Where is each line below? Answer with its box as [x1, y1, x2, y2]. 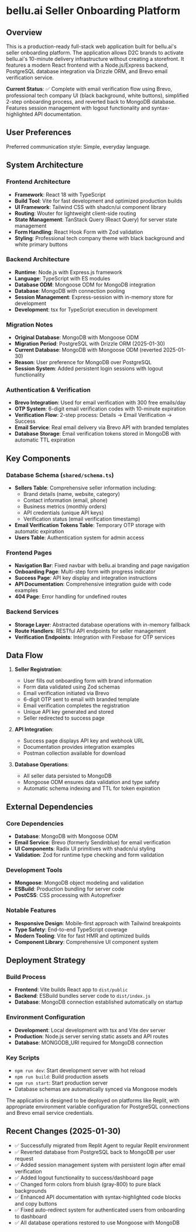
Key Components [6, 453, 71, 463]
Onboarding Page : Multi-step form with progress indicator [14, 568, 156, 575]
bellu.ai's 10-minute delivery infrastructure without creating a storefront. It [6, 56, 184, 62]
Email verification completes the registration [23, 702, 130, 709]
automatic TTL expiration [14, 436, 75, 443]
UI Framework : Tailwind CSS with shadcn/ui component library [14, 203, 167, 210]
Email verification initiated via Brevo [23, 690, 109, 697]
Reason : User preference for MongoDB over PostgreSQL [14, 359, 152, 366]
